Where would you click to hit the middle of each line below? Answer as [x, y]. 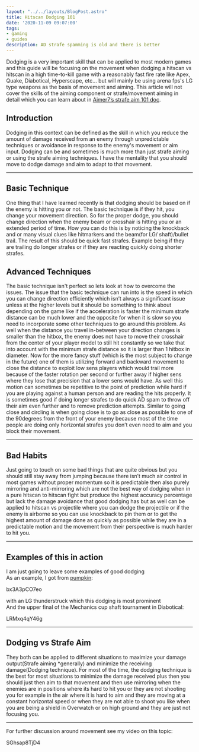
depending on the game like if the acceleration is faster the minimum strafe [98, 311]
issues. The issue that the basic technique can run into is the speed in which [99, 292]
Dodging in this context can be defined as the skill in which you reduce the [97, 132]
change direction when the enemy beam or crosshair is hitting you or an [94, 222]
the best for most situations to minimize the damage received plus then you [98, 676]
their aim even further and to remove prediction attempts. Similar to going [96, 406]
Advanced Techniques [49, 272]
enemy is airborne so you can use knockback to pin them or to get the [92, 514]
